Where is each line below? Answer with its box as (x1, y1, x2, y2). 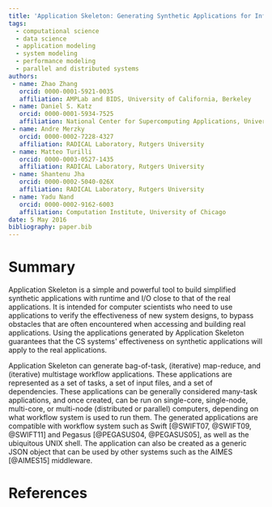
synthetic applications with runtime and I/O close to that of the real (8, 294, 231, 303)
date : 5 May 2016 (8, 216, 67, 224)
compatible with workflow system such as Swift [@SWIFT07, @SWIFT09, (8, 421, 253, 431)
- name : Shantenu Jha (11, 170, 85, 178)
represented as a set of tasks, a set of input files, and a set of (8, 378, 213, 388)
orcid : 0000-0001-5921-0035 (19, 87, 114, 96)
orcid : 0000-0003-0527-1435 (19, 155, 114, 163)
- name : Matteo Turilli (11, 148, 92, 156)
